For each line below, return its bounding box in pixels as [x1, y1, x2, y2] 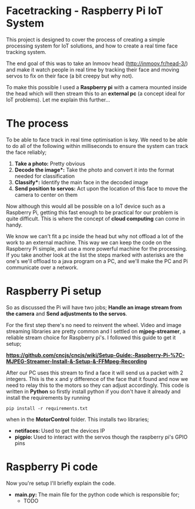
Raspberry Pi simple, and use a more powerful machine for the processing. [6, 245, 187, 252]
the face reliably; [6, 149, 47, 156]
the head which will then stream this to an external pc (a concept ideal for [6, 90, 186, 97]
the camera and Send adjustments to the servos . [6, 310, 127, 317]
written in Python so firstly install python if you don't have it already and [6, 387, 181, 395]
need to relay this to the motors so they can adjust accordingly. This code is [6, 382, 190, 389]
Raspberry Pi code [6, 460, 98, 473]
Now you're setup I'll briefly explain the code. [6, 480, 116, 487]
